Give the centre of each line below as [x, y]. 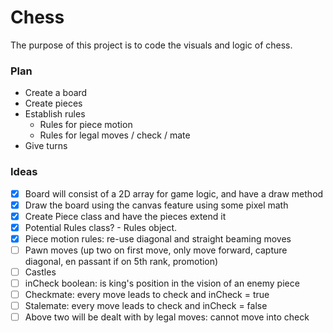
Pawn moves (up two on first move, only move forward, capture [156, 250]
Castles [40, 272]
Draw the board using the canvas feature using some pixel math [156, 205]
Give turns [46, 146]
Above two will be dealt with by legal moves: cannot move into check [167, 317]
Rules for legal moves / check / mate [115, 135]
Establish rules [55, 114]
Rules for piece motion [86, 125]
